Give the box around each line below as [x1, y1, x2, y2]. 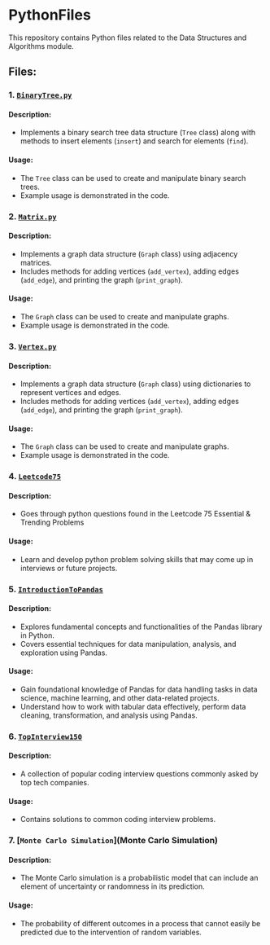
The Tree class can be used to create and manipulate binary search [20, 173, 246, 182]
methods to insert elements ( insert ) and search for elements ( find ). [20, 136, 249, 146]
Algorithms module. [8, 41, 75, 51]
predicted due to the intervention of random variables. [20, 927, 202, 937]
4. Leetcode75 [8, 471, 62, 482]
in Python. [20, 630, 54, 640]
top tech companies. [20, 778, 89, 788]
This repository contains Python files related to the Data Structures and [8, 33, 247, 42]
